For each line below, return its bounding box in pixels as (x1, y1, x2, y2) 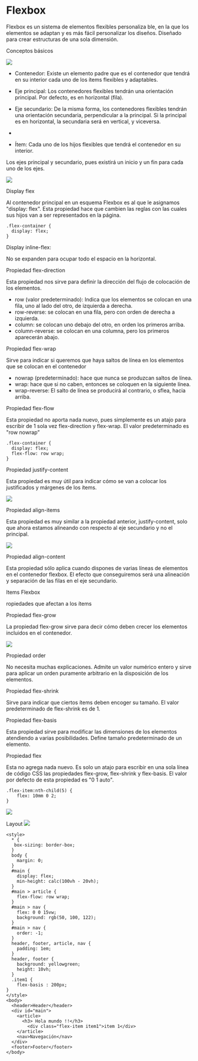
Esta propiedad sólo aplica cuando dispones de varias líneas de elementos (6, 564, 188, 571)
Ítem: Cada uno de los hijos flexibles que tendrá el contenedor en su (14, 140, 181, 148)
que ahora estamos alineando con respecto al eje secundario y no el (6, 524, 173, 531)
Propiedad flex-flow (6, 404, 54, 411)
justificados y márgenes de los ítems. (6, 484, 97, 491)
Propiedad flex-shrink (6, 687, 59, 695)
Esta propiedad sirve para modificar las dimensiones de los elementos (6, 728, 177, 735)
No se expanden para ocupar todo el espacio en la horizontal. (6, 255, 157, 262)
